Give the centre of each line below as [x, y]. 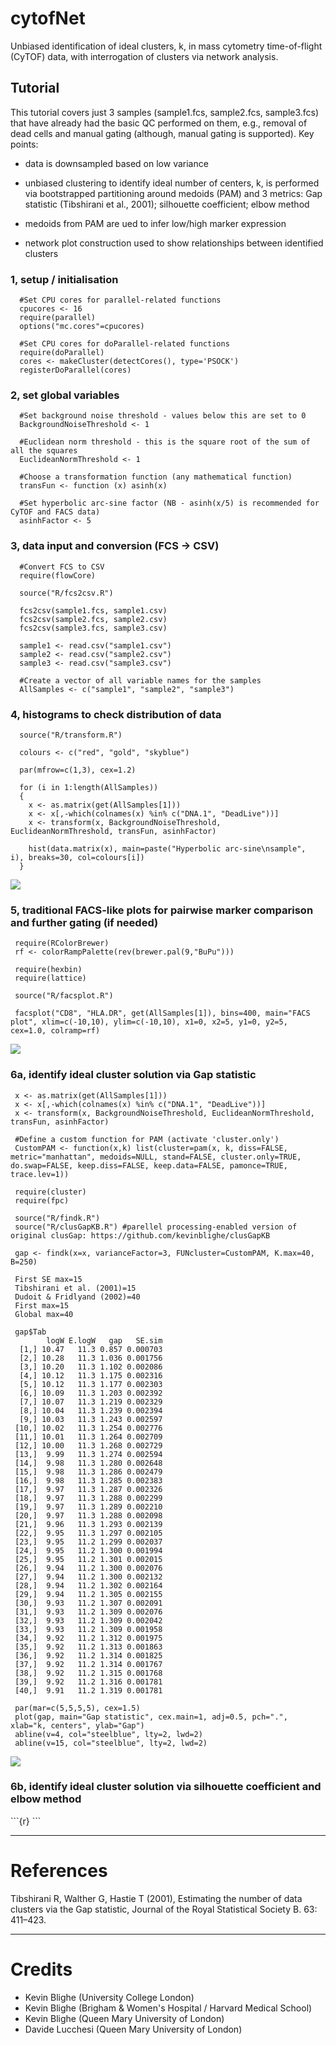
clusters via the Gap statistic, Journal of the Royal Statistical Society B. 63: [164, 1909]
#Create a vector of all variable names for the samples [140, 680]
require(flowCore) [58, 575]
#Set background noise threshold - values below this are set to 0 [163, 416]
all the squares [44, 451]
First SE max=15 [48, 1279]
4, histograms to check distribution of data [116, 714]
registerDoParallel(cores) [75, 370]
